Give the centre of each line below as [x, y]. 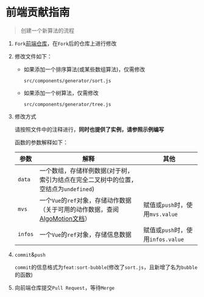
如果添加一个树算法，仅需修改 [61, 93]
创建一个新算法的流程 [47, 30]
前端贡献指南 [38, 12]
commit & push [30, 254]
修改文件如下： [33, 56]
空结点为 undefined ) [67, 189]
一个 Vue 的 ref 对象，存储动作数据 [85, 200]
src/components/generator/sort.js [67, 81]
